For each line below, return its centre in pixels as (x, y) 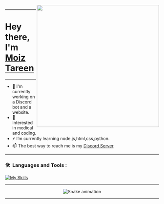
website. (21, 112)
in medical (22, 128)
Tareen (20, 68)
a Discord (22, 102)
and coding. (24, 133)
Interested (22, 122)
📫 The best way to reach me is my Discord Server (63, 145)
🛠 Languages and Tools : (36, 165)
